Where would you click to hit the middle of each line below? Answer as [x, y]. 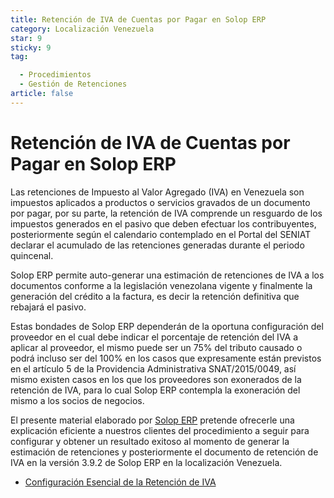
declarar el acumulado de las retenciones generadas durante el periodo [157, 245]
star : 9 [26, 38]
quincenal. [32, 255]
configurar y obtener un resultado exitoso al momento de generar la [150, 441]
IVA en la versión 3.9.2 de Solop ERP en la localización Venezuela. [146, 462]
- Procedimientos [55, 75]
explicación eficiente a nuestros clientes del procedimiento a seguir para [160, 430]
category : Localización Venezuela [82, 29]
